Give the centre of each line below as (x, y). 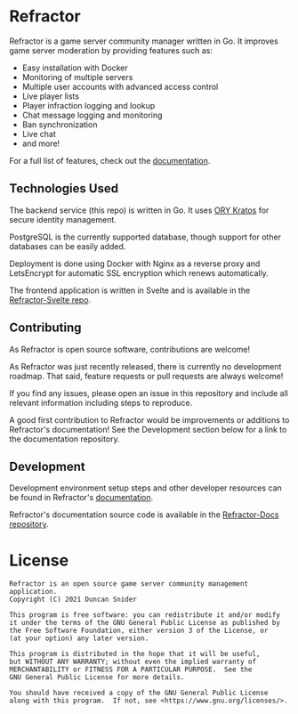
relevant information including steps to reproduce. (101, 402)
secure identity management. (63, 219)
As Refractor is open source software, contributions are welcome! (130, 349)
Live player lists (51, 96)
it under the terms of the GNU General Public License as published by (145, 623)
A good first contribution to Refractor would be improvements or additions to (149, 419)
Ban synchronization (60, 124)
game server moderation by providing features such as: (111, 50)
